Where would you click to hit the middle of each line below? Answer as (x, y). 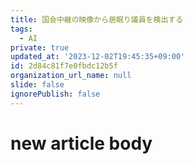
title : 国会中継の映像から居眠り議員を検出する (97, 19)
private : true (40, 47)
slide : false (37, 85)
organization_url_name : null (71, 76)
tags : (21, 29)
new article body (81, 143)
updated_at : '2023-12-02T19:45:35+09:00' (98, 57)
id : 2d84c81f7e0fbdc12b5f (64, 66)
